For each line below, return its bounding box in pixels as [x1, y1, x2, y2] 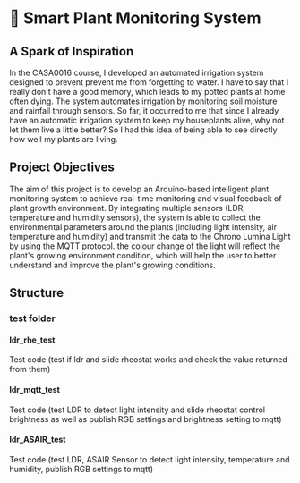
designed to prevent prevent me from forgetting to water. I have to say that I [9, 77, 289, 88]
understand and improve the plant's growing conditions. [9, 259, 217, 270]
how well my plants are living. [9, 134, 118, 144]
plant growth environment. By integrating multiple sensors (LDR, [9, 202, 246, 213]
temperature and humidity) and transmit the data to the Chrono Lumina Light [9, 231, 291, 241]
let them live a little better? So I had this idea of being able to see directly [9, 124, 278, 135]
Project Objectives [9, 160, 115, 175]
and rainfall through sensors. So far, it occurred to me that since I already [9, 106, 279, 115]
